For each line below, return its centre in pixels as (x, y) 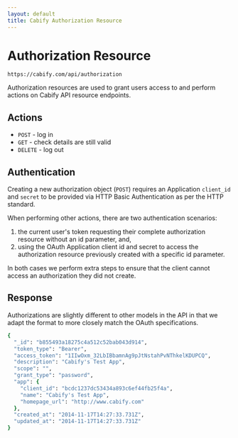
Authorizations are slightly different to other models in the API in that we (113, 315)
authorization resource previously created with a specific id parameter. (121, 254)
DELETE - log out (40, 150)
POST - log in (35, 135)
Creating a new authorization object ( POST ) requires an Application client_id (119, 190)
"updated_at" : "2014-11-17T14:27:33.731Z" (77, 422)
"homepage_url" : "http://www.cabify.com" (82, 402)
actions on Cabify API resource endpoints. (69, 95)
